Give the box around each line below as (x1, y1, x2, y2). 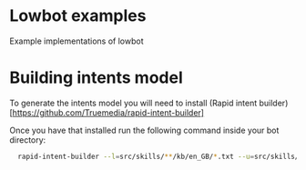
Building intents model (9, 67, 184, 88)
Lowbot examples (9, 5, 147, 26)
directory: (9, 134, 46, 145)
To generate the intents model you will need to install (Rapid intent (9, 97, 258, 108)
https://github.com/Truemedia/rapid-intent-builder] (12, 106, 205, 118)
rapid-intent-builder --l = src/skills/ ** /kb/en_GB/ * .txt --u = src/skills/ (17, 152, 300, 161)
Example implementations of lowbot (9, 35, 144, 46)
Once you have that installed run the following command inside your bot (9, 125, 280, 135)
